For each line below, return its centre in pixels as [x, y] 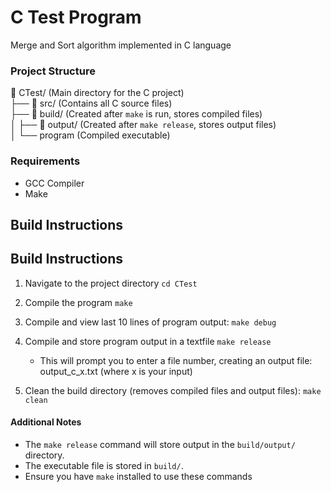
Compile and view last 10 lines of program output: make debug [150, 322]
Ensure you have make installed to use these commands [138, 476]
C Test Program [76, 17]
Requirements [45, 161]
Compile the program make [78, 302]
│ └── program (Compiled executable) [90, 135]
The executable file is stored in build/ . [104, 465]
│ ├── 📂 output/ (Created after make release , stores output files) [143, 125]
